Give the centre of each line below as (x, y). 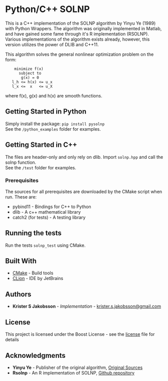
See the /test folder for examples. (41, 167)
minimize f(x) (29, 69)
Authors (18, 294)
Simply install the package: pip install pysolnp (55, 124)
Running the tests (33, 233)
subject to (30, 73)
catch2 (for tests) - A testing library (49, 217)
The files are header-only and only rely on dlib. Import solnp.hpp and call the (84, 157)
